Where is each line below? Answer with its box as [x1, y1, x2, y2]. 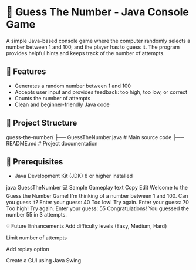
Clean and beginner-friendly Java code [14, 101, 110, 108]
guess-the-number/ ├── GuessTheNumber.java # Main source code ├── [6, 133, 184, 140]
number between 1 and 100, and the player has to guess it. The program [6, 43, 180, 50]
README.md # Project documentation [6, 140, 98, 147]
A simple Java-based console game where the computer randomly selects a [6, 37, 191, 44]
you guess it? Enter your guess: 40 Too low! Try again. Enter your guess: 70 [6, 199, 189, 206]
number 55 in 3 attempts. [6, 211, 67, 218]
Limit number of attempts [6, 234, 67, 241]
